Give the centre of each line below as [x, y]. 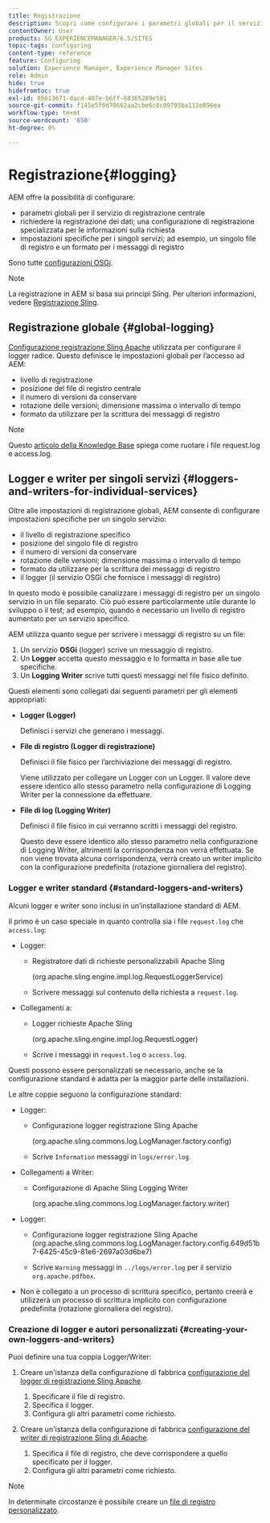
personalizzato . [34, 1510]
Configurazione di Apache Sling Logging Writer [110, 1188]
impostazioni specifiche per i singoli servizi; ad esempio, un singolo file [138, 238]
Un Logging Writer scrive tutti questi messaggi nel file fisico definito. [134, 676]
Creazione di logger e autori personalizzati [93, 1329]
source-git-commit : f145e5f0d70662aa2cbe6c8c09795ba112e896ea [115, 105]
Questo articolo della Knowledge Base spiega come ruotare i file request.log [134, 445]
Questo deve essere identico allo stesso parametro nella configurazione [139, 842]
